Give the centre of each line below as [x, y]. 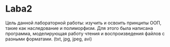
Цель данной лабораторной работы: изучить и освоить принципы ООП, [83, 23]
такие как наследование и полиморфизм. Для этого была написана [79, 28]
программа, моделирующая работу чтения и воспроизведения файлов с [85, 33]
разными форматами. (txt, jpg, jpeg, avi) [49, 39]
